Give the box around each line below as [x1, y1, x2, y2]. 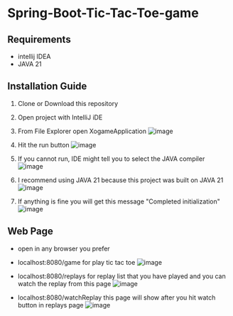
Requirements [7, 33, 71, 46]
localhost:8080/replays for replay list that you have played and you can [17, 272, 226, 280]
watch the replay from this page [17, 279, 112, 288]
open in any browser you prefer [17, 244, 110, 253]
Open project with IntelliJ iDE [17, 112, 103, 122]
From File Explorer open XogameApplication [17, 127, 147, 135]
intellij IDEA [17, 52, 51, 60]
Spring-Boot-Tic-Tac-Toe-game [7, 5, 199, 21]
